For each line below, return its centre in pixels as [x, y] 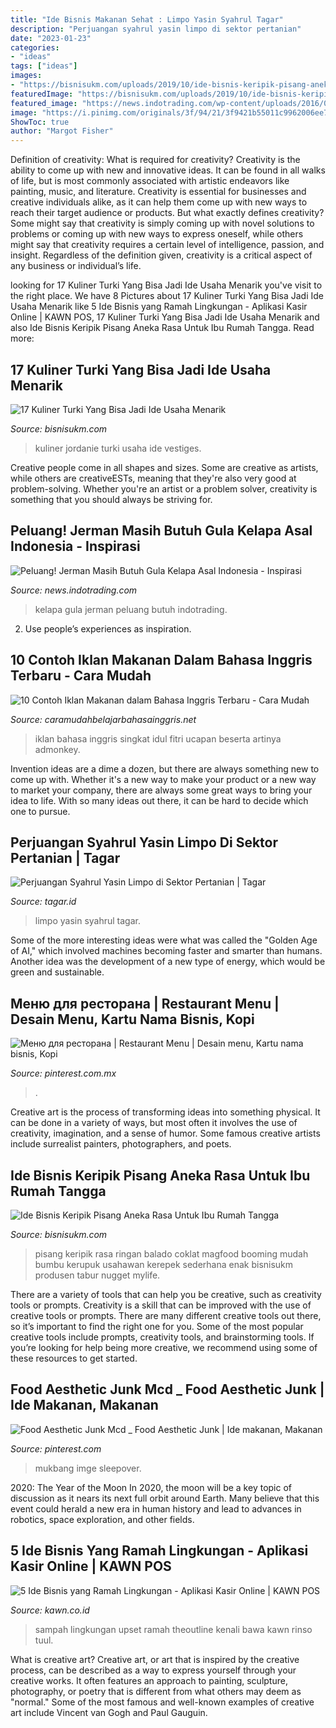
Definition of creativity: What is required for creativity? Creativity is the [155, 160]
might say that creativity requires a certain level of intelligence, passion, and [167, 245]
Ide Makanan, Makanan [84, 1405]
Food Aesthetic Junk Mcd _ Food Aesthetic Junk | [167, 1389]
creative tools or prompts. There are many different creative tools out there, [166, 1315]
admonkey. [57, 749]
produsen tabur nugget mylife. [97, 1275]
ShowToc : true [40, 122]
